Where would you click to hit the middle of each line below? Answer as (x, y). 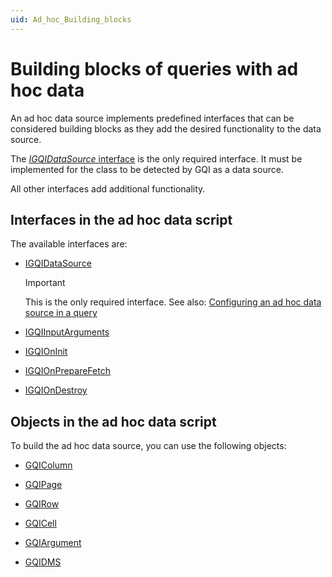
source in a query (61, 313)
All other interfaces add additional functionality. (108, 188)
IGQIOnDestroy (56, 390)
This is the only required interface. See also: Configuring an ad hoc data (173, 302)
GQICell (40, 523)
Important (45, 283)
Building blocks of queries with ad (154, 68)
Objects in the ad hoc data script (113, 421)
